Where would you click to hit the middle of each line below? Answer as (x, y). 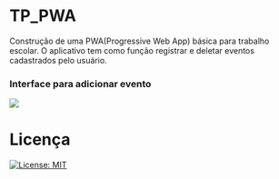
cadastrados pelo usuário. (58, 60)
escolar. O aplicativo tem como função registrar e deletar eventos (132, 50)
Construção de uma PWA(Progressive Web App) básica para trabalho (139, 41)
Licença (40, 139)
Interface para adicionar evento (80, 84)
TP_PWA (43, 16)
